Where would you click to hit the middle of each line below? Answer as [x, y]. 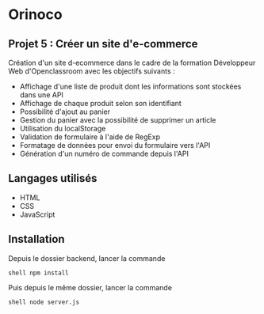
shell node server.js [44, 302]
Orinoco [35, 15]
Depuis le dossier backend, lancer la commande [87, 258]
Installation [36, 239]
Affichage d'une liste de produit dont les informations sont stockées [130, 86]
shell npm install [38, 273]
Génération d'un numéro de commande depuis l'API [104, 153]
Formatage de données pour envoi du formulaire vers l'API [115, 145]
